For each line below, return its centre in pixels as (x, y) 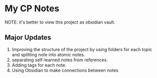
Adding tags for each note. (39, 65)
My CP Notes (32, 9)
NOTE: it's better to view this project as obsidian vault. (60, 22)
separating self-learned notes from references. (60, 60)
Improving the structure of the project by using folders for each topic (82, 49)
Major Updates (28, 38)
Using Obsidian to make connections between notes (65, 70)
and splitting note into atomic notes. (48, 54)
